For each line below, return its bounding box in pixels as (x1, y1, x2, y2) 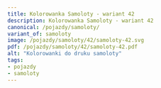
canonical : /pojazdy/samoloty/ (7, 23, 100, 31)
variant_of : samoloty (7, 30, 72, 38)
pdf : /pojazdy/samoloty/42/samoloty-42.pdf (7, 43, 138, 50)
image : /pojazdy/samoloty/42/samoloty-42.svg (7, 37, 144, 44)
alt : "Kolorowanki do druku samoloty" (7, 50, 122, 57)
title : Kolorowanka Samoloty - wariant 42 (7, 10, 135, 18)
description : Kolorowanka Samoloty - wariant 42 (7, 17, 154, 24)
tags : (7, 57, 23, 64)
